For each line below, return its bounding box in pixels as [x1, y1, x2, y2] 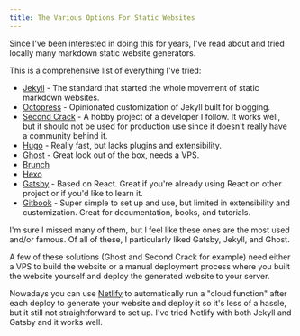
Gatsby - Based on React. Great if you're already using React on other [22, 177, 282, 189]
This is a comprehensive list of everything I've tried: [9, 65, 202, 76]
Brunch [22, 159, 50, 169]
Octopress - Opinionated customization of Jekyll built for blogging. [22, 101, 271, 113]
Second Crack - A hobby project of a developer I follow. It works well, [22, 111, 281, 122]
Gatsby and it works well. [9, 316, 104, 327]
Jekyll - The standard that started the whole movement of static [22, 82, 259, 93]
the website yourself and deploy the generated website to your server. [9, 270, 270, 281]
